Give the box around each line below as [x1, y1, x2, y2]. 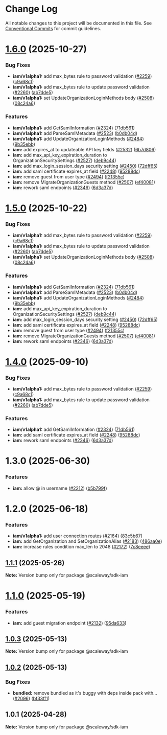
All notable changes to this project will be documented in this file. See [5, 20, 152, 26]
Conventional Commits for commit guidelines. [5, 25, 101, 31]
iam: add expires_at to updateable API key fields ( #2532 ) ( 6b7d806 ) [12, 146, 156, 152]
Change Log [5, 3, 58, 15]
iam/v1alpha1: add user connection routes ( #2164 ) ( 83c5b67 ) [12, 533, 143, 539]
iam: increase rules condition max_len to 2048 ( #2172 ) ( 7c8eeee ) [12, 544, 151, 550]
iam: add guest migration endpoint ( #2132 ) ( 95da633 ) [12, 619, 127, 626]
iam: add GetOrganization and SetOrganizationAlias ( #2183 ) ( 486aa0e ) [12, 538, 162, 544]
